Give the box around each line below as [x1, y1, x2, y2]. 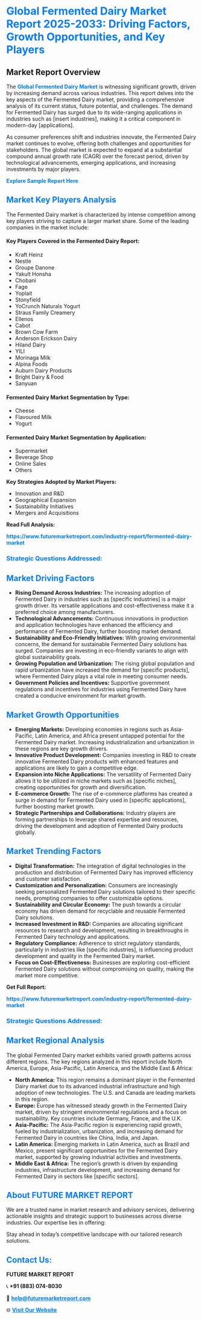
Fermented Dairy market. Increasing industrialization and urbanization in [14, 738, 195, 745]
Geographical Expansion [14, 497, 77, 504]
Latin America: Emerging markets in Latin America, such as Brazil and [14, 1140, 190, 1148]
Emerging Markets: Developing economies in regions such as [14, 726, 169, 733]
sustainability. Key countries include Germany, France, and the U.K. [14, 1114, 182, 1122]
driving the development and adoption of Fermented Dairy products [14, 822, 183, 829]
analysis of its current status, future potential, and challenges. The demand [6, 102, 193, 110]
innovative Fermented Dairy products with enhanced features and [14, 758, 178, 765]
